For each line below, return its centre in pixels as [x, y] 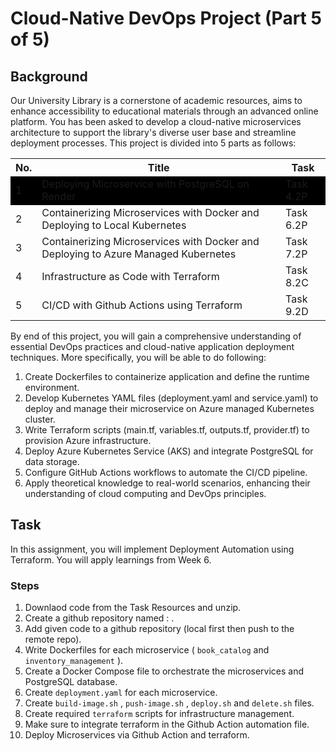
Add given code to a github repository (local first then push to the [159, 629]
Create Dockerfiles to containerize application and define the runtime [167, 376]
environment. [52, 387]
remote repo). [53, 639]
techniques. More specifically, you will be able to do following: [138, 357]
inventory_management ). [74, 661]
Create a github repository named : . [99, 618]
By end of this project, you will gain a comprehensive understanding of [156, 336]
